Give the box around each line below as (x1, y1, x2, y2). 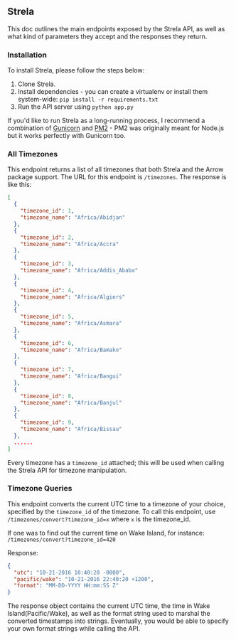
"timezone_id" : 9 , (20, 419, 75, 426)
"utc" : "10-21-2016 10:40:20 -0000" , (14, 569, 126, 576)
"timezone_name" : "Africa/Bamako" (20, 346, 122, 353)
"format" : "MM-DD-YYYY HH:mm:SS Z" (14, 582, 119, 590)
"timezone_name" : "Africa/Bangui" (20, 373, 122, 380)
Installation (7, 50, 48, 60)
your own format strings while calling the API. (7, 624, 141, 633)
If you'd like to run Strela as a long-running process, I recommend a (7, 117, 205, 125)
